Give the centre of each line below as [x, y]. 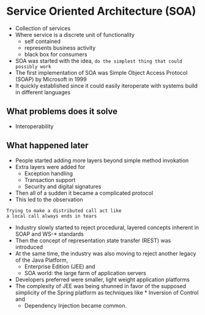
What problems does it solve [62, 112]
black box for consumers [56, 54]
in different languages [43, 92]
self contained [43, 41]
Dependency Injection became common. [76, 305]
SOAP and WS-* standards [49, 233]
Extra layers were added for [50, 167]
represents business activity [60, 48]
